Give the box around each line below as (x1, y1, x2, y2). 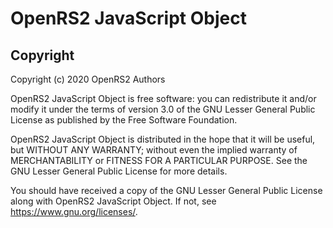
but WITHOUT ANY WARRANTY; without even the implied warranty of (10, 144, 298, 156)
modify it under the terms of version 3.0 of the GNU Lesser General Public (10, 103, 316, 115)
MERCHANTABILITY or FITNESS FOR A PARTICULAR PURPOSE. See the (10, 155, 308, 166)
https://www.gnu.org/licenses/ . (10, 206, 138, 217)
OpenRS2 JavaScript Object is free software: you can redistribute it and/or (10, 93, 317, 104)
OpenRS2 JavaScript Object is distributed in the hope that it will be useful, (10, 133, 316, 145)
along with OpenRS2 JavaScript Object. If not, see (10, 195, 217, 207)
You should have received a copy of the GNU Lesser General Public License (10, 185, 323, 196)
